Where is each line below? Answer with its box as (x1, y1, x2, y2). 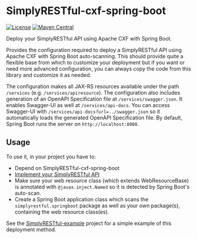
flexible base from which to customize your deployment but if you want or (6, 59, 185, 66)
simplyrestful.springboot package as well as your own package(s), (14, 202, 181, 209)
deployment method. (6, 225, 57, 233)
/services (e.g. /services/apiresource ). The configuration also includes (6, 89, 181, 96)
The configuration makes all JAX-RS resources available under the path (6, 82, 179, 89)
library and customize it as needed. (6, 71, 92, 78)
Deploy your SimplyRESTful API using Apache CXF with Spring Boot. (6, 35, 172, 42)
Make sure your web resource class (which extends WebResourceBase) (14, 177, 189, 184)
